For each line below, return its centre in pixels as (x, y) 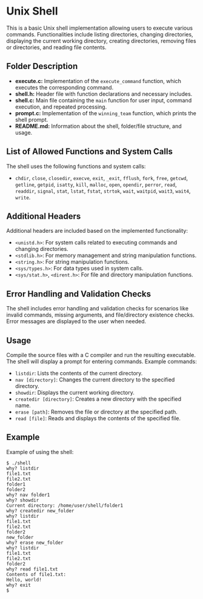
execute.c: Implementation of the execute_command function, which (98, 81)
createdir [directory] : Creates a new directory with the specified (98, 399)
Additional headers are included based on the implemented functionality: (97, 231)
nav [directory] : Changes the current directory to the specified (95, 380)
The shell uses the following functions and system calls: (76, 166)
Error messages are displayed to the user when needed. (76, 321)
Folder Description (42, 66)
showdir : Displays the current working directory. (75, 393)
